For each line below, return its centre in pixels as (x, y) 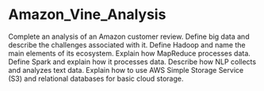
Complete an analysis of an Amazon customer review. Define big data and (129, 36)
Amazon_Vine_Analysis (87, 15)
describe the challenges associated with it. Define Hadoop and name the (127, 44)
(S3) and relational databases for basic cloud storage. (96, 78)
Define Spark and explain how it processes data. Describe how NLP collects (132, 62)
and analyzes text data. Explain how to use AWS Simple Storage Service (126, 70)
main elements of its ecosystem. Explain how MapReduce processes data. (130, 53)
